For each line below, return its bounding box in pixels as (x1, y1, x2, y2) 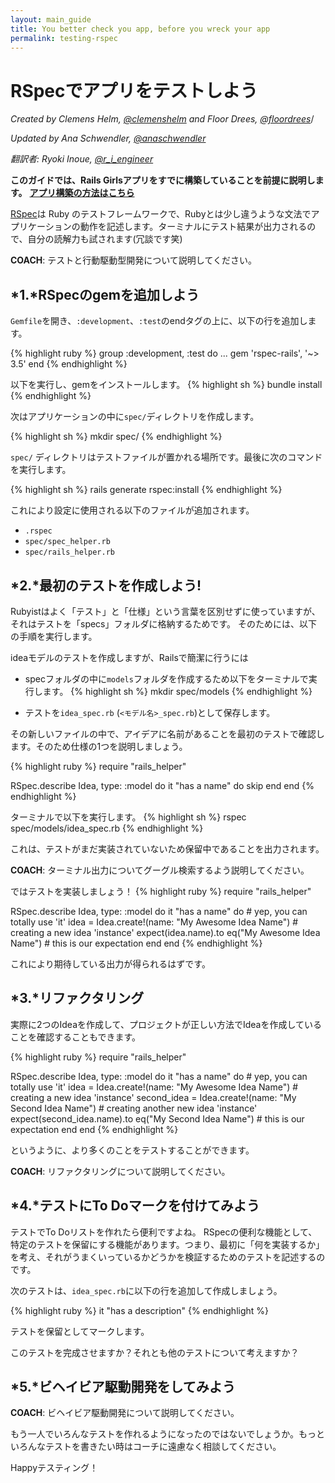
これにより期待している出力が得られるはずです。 (10, 957, 211, 970)
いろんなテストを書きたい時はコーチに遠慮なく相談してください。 (10, 1441, 282, 1453)
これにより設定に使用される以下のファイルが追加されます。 (10, 504, 255, 516)
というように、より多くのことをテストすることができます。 (10, 1144, 255, 1156)
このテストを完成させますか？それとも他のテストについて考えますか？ (10, 1346, 300, 1358)
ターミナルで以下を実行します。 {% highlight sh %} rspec (10, 811, 247, 823)
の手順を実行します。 (10, 630, 98, 642)
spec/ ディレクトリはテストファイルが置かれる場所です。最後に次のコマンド (10, 451, 323, 463)
